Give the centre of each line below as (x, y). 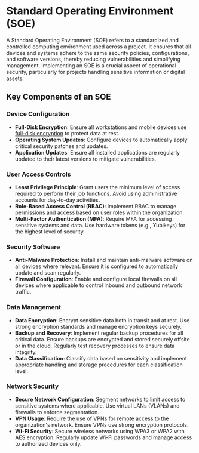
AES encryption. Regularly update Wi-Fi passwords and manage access (103, 437)
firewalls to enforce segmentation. (57, 412)
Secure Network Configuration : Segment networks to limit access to (100, 399)
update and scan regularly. (48, 273)
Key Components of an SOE (59, 97)
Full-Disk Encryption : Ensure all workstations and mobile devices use (101, 127)
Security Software (33, 247)
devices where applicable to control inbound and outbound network (98, 285)
